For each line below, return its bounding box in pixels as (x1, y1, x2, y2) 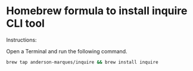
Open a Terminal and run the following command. (6, 47, 127, 54)
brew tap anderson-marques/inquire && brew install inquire (6, 59, 159, 65)
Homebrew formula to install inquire (6, 4, 188, 18)
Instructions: (6, 36, 37, 43)
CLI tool (6, 17, 45, 30)
